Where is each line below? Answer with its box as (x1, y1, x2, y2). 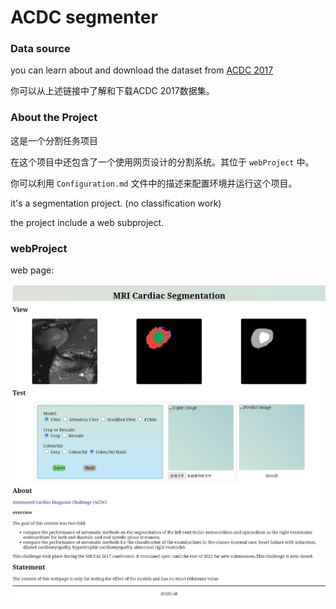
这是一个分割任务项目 (10, 134, 98, 146)
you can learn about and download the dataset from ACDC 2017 (10, 64, 274, 76)
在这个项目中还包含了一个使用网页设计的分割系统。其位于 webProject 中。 (10, 156, 315, 168)
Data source (10, 42, 71, 56)
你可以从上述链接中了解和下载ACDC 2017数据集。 (10, 85, 215, 97)
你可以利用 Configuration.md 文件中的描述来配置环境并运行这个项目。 (10, 177, 298, 189)
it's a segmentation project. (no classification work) (10, 197, 222, 209)
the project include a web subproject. (10, 216, 165, 228)
